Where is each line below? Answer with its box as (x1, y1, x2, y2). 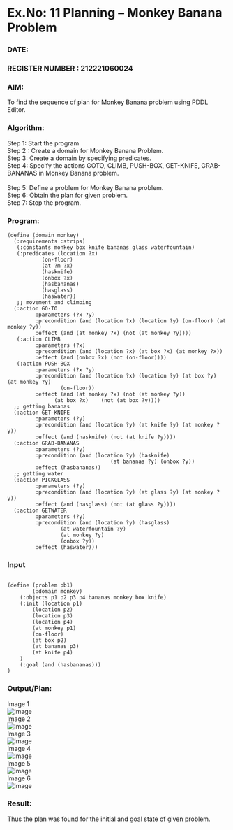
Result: (7, 799, 32, 808)
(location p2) (32, 606, 73, 613)
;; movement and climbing (16, 299, 92, 306)
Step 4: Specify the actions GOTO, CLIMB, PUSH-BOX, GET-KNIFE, (7, 161, 200, 169)
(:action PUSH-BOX (16, 360, 70, 367)
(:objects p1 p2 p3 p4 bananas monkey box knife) (20, 594, 167, 601)
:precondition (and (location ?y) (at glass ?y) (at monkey (35, 488, 214, 496)
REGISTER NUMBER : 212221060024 (7, 64, 134, 73)
